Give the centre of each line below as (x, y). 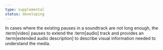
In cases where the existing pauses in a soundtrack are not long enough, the (82, 28)
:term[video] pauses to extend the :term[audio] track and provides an (74, 33)
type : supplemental (25, 9)
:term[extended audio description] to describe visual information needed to (81, 38)
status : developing (25, 14)
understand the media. (28, 43)
